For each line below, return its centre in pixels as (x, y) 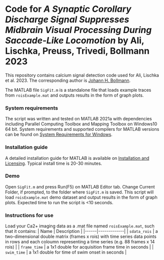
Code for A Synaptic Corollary (68, 9)
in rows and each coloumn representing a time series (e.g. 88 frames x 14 (80, 242)
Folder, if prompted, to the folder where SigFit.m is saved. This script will (80, 192)
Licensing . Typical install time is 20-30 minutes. (54, 163)
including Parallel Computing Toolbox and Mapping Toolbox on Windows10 (81, 124)
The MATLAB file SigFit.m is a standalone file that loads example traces (78, 90)
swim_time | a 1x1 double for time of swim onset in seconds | (66, 252)
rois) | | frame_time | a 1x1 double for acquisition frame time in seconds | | (80, 247)
